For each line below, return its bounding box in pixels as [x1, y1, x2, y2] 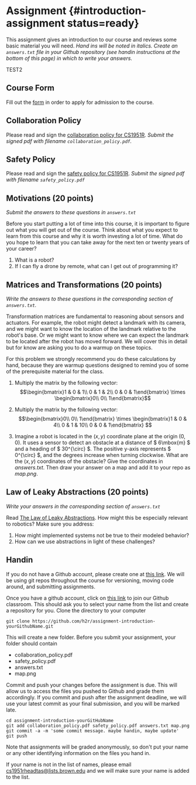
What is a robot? [14, 256, 54, 263]
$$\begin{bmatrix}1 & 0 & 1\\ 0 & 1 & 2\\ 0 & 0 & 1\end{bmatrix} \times [19, 388, 186, 395]
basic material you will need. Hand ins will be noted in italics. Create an [6, 42, 178, 49]
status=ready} [67, 16, 139, 30]
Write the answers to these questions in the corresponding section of [6, 295, 173, 302]
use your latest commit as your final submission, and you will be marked [6, 700, 180, 707]
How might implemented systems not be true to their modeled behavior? [14, 532, 189, 539]
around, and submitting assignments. [6, 583, 95, 590]
